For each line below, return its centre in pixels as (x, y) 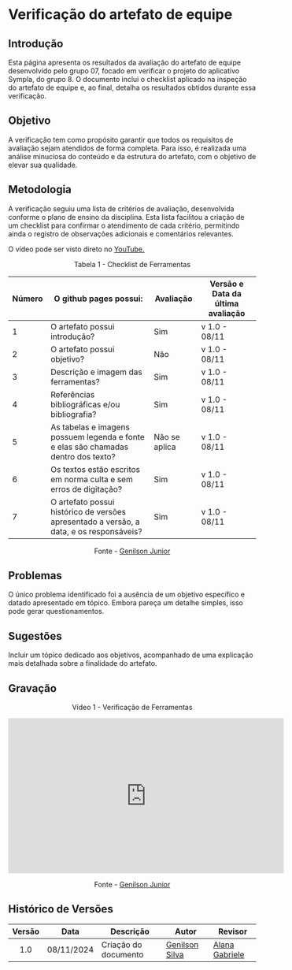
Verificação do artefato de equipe (120, 15)
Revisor (233, 931)
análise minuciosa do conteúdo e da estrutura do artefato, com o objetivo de (132, 156)
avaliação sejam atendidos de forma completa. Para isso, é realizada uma (127, 148)
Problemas (35, 576)
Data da (227, 293)
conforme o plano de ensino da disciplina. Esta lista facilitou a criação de (126, 217)
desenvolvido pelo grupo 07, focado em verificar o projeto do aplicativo (124, 71)
